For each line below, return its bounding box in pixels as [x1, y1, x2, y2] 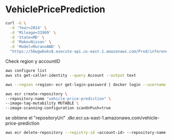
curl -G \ [5, 20, 27, 26]
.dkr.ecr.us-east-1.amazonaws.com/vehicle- [66, 115, 160, 121]
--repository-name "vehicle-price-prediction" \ [5, 96, 111, 101]
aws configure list [5, 68, 47, 74]
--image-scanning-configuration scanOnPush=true [5, 106, 111, 111]
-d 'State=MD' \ [10, 35, 45, 40]
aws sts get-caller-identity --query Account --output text [5, 73, 137, 78]
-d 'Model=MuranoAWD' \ [10, 44, 60, 50]
